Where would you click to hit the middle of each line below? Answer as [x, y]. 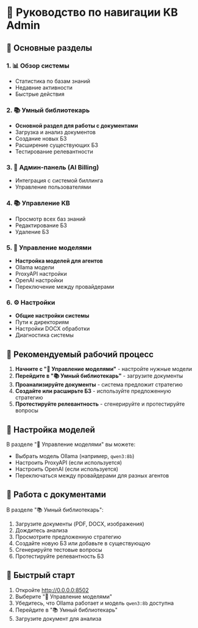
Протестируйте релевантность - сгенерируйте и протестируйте [100, 404]
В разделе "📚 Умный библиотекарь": [55, 510]
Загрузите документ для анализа [58, 618]
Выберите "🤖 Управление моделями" [64, 596]
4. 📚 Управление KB [38, 203]
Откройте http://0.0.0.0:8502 [52, 590]
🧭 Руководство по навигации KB [92, 12]
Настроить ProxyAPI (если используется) [69, 462]
